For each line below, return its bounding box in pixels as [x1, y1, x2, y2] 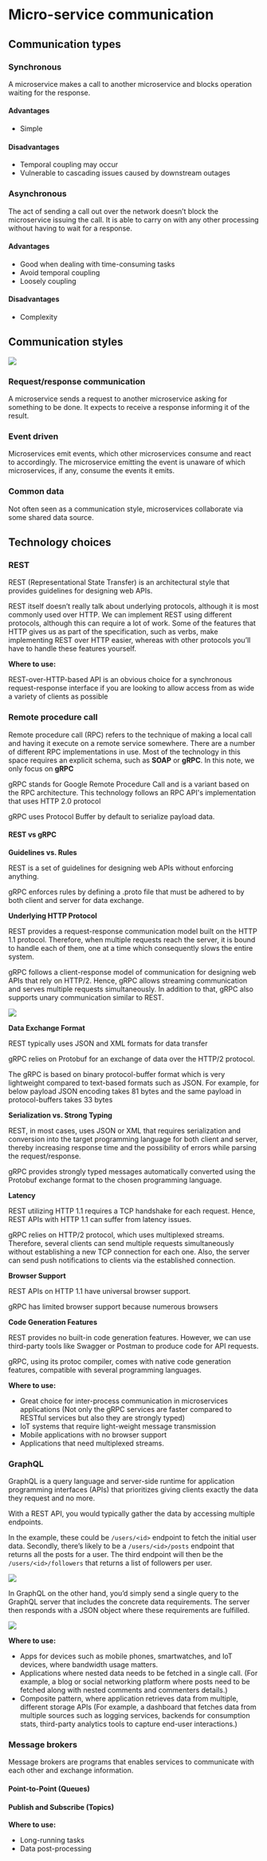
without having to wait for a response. [8, 223, 133, 233]
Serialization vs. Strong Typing [8, 1110, 113, 1120]
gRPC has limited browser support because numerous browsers [8, 1302, 218, 1311]
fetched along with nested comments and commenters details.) [19, 1686, 229, 1695]
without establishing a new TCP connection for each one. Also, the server [8, 1247, 250, 1256]
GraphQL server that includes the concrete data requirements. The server [8, 1597, 250, 1607]
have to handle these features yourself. [8, 644, 137, 653]
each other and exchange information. [8, 1765, 134, 1776]
